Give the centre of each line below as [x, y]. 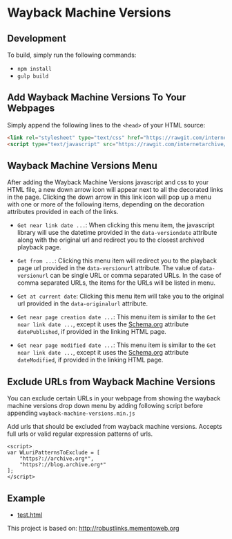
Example [26, 498]
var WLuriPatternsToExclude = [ [54, 453]
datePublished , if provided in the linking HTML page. [92, 332]
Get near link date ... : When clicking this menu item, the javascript [116, 225]
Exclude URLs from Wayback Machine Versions [111, 381]
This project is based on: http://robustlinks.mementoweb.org [93, 528]
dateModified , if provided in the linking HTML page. [90, 360]
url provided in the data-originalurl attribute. [83, 303]
